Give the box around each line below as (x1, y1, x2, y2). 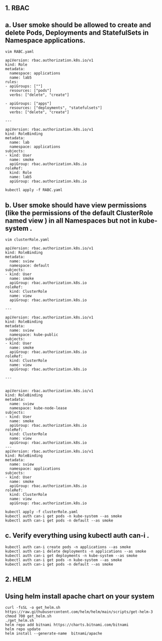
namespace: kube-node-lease (9, 406, 67, 411)
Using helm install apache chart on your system (5, 592, 155, 601)
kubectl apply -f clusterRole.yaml (5, 510, 78, 515)
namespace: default (9, 263, 50, 268)
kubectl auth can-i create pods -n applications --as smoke (5, 544, 131, 550)
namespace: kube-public (9, 332, 58, 337)
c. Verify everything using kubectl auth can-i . (5, 531, 149, 540)
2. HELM (5, 575, 32, 584)
